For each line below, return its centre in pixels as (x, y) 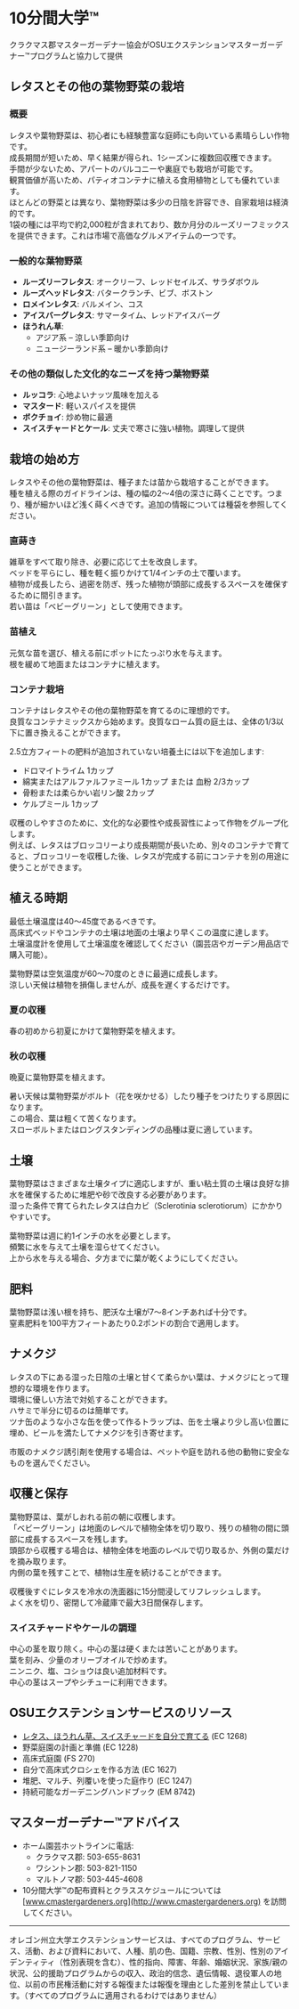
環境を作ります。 (64, 1388)
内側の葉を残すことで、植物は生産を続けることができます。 (118, 1572)
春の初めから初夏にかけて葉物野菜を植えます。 (95, 1031)
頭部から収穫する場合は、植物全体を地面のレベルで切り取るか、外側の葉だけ (149, 1549)
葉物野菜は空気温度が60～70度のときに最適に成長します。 (116, 973)
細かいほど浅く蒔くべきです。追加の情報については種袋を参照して (160, 505)
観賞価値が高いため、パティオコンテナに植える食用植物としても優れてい (141, 180)
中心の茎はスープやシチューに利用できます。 (90, 1682)
